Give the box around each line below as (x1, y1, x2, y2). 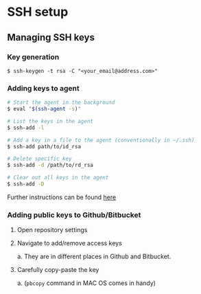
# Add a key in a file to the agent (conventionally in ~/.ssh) (7, 137, 195, 144)
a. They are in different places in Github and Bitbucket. (16, 252, 172, 261)
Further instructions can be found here (7, 193, 117, 201)
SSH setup (7, 4, 69, 20)
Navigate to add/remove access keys (16, 239, 122, 247)
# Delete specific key (7, 155, 72, 162)
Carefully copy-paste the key (16, 266, 99, 274)
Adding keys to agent (7, 83, 80, 93)
